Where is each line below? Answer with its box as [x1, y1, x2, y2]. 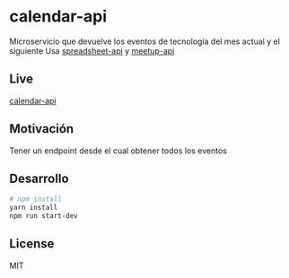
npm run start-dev [9, 212, 78, 221]
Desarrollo [9, 170, 69, 186]
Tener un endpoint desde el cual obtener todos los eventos [9, 145, 227, 156]
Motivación [9, 121, 74, 136]
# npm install [9, 195, 63, 204]
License [9, 236, 55, 252]
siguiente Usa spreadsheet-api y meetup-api [9, 45, 175, 56]
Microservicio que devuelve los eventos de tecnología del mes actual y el [9, 36, 281, 47]
